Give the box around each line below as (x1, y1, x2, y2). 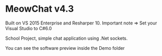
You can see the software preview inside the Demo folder (5, 45, 125, 51)
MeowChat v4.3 (5, 3, 74, 15)
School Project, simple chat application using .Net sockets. (5, 35, 128, 41)
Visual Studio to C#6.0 (5, 25, 52, 31)
